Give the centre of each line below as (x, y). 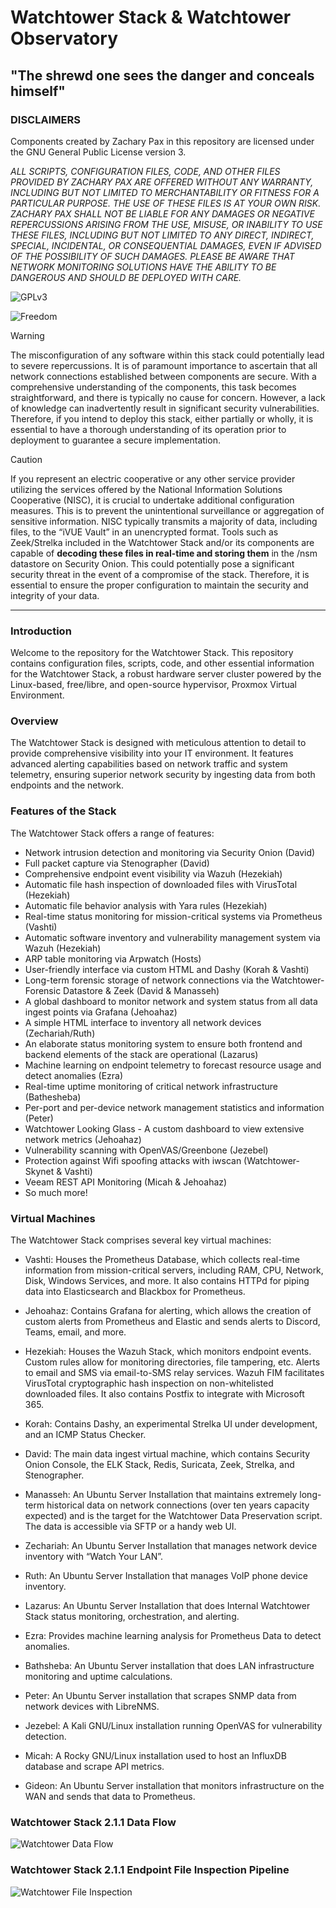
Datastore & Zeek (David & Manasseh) (141, 990)
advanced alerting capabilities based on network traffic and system (149, 764)
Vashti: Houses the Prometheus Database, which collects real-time (162, 1260)
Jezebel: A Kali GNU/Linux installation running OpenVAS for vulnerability (173, 1726)
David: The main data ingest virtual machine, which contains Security (167, 1454)
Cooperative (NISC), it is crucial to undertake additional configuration (152, 500)
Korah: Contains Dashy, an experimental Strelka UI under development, (171, 1424)
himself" (38, 91)
